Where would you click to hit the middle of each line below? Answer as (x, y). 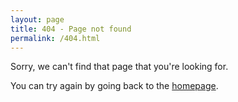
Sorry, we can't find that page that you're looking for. (119, 67)
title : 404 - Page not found (71, 29)
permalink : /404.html (55, 38)
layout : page (37, 19)
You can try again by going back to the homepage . (114, 86)
